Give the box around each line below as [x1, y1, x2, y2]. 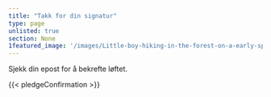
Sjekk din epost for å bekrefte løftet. [8, 64, 127, 74]
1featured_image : [8, 42, 67, 50]
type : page [8, 19, 45, 27]
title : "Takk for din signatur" [8, 11, 117, 20]
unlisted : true [8, 27, 60, 35]
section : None [8, 34, 56, 43]
